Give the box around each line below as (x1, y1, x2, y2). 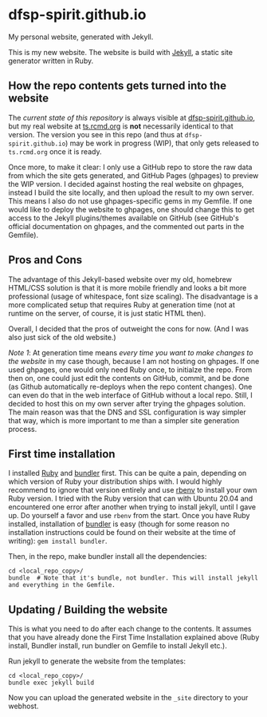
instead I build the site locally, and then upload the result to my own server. (8, 188, 254, 197)
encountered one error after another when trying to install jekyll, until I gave (8, 502, 257, 512)
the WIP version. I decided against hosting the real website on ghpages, (8, 179, 245, 188)
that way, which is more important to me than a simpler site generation (8, 415, 240, 425)
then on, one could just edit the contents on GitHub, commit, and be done (8, 373, 249, 382)
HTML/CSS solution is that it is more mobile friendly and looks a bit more (8, 283, 247, 292)
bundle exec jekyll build (8, 679, 94, 687)
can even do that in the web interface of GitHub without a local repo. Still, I (8, 390, 253, 400)
